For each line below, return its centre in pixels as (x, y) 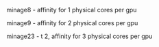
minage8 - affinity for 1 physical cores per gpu (72, 10)
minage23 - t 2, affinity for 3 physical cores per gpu (79, 36)
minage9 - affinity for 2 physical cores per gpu (72, 23)
